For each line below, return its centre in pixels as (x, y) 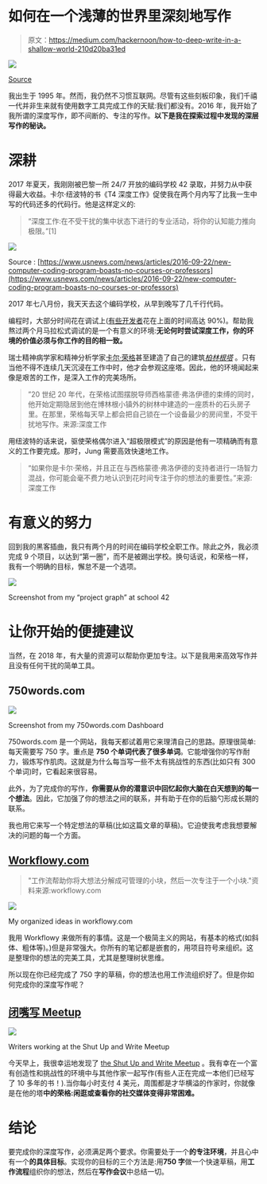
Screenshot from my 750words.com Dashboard (86, 725)
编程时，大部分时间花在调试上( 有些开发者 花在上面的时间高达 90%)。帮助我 (131, 320)
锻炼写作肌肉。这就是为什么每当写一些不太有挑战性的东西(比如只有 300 (139, 761)
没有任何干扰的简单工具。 (57, 665)
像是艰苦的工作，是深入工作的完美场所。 (74, 377)
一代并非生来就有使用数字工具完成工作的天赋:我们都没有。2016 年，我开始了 (133, 105)
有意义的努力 (50, 523)
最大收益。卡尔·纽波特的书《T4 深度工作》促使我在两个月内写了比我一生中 (136, 194)
